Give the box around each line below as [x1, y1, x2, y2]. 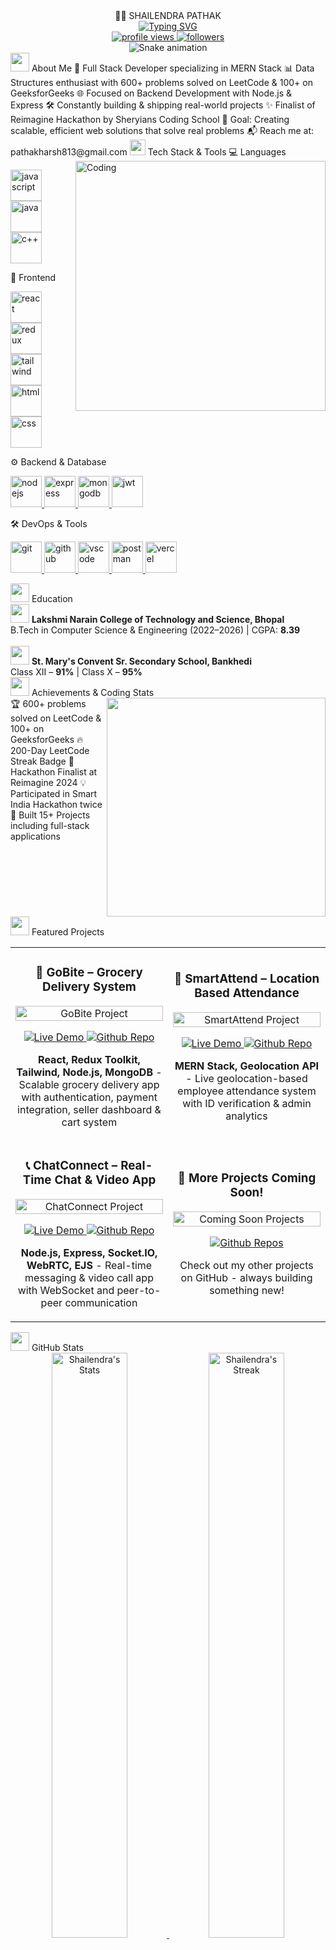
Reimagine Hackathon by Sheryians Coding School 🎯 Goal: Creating [10, 114, 290, 125]
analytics [225, 1109, 268, 1123]
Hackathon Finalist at [10, 766, 98, 778]
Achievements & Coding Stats [31, 687, 155, 698]
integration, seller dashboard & [17, 1102, 162, 1116]
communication [64, 1295, 138, 1309]
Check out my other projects [179, 1258, 314, 1272]
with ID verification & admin [182, 1096, 312, 1110]
